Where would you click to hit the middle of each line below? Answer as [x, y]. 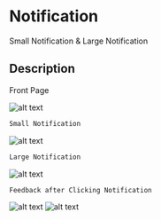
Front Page [29, 90]
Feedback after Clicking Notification [80, 190]
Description [42, 69]
